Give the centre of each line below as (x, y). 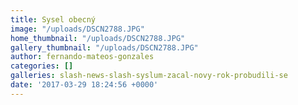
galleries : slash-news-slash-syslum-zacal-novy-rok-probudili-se (149, 76)
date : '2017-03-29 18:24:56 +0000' (84, 85)
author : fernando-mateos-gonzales (82, 57)
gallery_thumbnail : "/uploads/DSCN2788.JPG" (104, 47)
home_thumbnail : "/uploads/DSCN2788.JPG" (98, 38)
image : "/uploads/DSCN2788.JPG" (77, 29)
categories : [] (42, 66)
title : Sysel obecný (53, 19)
